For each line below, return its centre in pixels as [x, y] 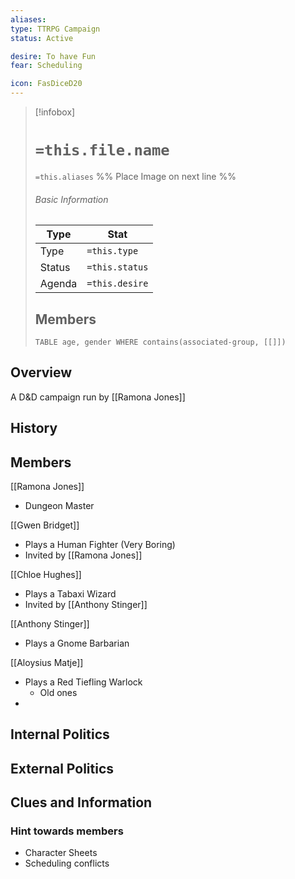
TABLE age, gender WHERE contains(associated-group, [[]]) [160, 342]
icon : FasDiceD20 [46, 84]
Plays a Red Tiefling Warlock [83, 682]
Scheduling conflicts [67, 863]
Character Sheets [61, 853]
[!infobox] [55, 112]
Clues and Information [81, 802]
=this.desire [117, 284]
